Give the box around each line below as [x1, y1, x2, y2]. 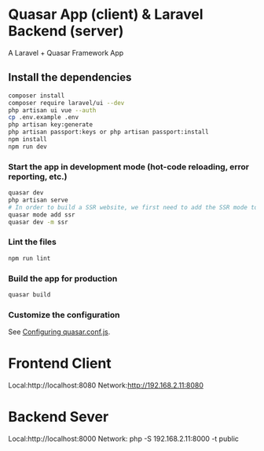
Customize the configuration [8, 309, 120, 320]
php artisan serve [8, 196, 68, 204]
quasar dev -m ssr [8, 218, 68, 226]
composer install [8, 92, 65, 100]
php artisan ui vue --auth [8, 106, 97, 115]
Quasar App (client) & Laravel [8, 5, 203, 24]
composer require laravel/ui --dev [8, 99, 125, 107]
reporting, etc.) [8, 171, 68, 182]
